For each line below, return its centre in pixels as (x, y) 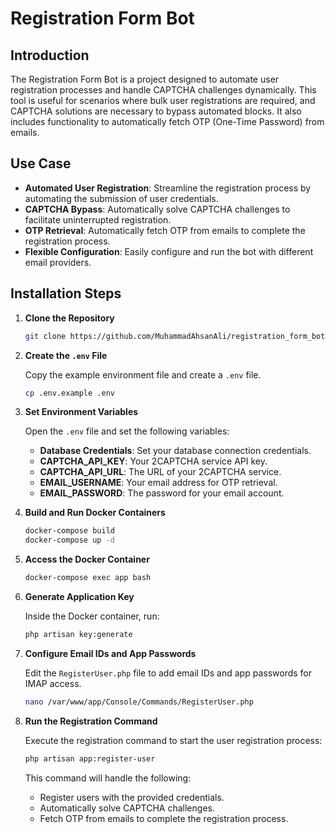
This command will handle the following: (108, 778)
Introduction (50, 55)
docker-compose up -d (69, 540)
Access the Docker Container (87, 559)
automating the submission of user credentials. (121, 198)
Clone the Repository (69, 318)
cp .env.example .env (69, 393)
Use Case (41, 163)
